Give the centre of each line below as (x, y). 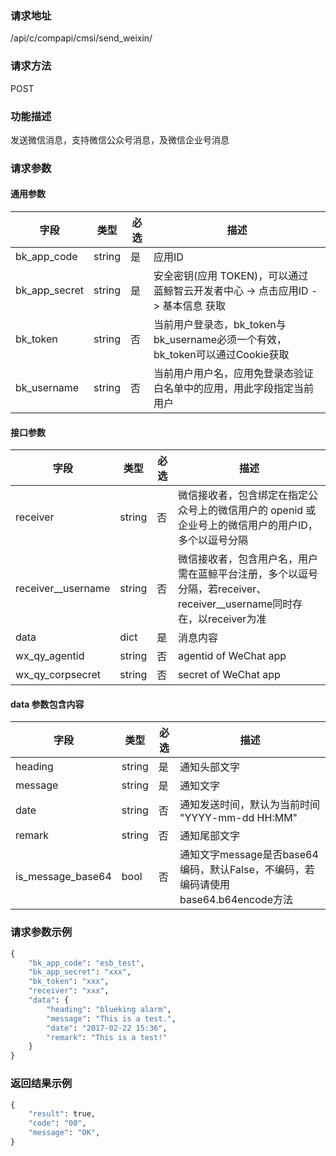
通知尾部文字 (210, 836)
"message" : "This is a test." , (111, 1018)
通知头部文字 (210, 767)
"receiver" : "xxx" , (69, 991)
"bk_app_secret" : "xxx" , (80, 972)
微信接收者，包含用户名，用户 (247, 559)
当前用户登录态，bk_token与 (220, 325)
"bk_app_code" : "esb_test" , (86, 963)
